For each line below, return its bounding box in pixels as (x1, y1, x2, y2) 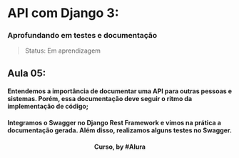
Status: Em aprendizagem (24, 46, 101, 55)
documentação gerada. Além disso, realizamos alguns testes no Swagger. (7, 126, 232, 135)
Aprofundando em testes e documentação (7, 31, 158, 41)
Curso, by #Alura (93, 142, 146, 151)
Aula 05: (7, 67, 46, 79)
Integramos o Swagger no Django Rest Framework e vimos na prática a (7, 119, 221, 127)
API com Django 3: (7, 5, 119, 21)
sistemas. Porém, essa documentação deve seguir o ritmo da (7, 95, 193, 103)
